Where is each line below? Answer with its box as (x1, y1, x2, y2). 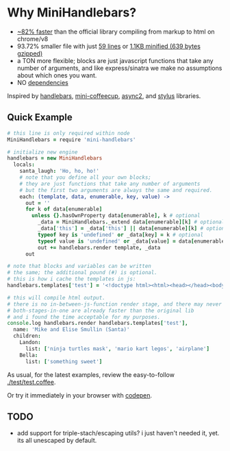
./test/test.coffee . (7, 378, 56, 386)
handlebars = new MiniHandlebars (7, 155, 103, 162)
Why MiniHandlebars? (7, 5, 137, 21)
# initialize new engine (7, 149, 78, 156)
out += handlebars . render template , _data (37, 244, 161, 251)
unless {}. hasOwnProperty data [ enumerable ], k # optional (31, 212, 201, 219)
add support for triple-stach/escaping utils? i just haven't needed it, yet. (16, 429, 220, 437)
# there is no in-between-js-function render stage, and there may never (7, 300, 222, 308)
